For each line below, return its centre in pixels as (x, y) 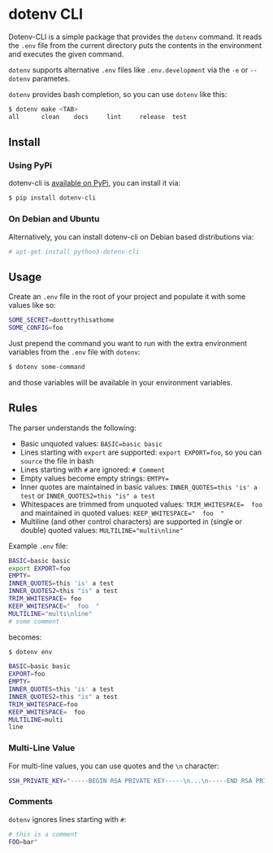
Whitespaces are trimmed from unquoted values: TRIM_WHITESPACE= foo (141, 504)
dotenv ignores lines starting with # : (67, 819)
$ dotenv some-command (47, 367)
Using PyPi (30, 165)
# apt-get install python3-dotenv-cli (74, 252)
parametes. (51, 78)
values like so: (32, 306)
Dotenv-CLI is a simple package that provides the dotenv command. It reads (135, 37)
